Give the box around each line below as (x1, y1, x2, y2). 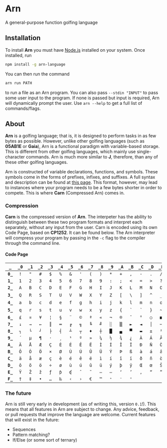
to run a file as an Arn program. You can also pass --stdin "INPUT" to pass (5, 89, 158, 95)
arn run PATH (5, 80, 32, 85)
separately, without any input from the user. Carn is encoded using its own (5, 224, 158, 230)
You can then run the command (5, 71, 70, 77)
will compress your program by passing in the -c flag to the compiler (5, 234, 146, 241)
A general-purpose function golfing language (5, 19, 98, 25)
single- (136, 149, 152, 154)
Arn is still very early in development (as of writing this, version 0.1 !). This (5, 401, 157, 407)
